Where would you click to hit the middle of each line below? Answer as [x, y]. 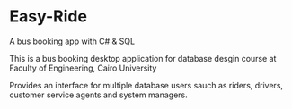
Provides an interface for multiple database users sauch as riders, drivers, [146, 85]
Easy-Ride [49, 17]
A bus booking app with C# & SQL [72, 41]
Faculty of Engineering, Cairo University [83, 68]
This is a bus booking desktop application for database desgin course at [143, 58]
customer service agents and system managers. [98, 95]
